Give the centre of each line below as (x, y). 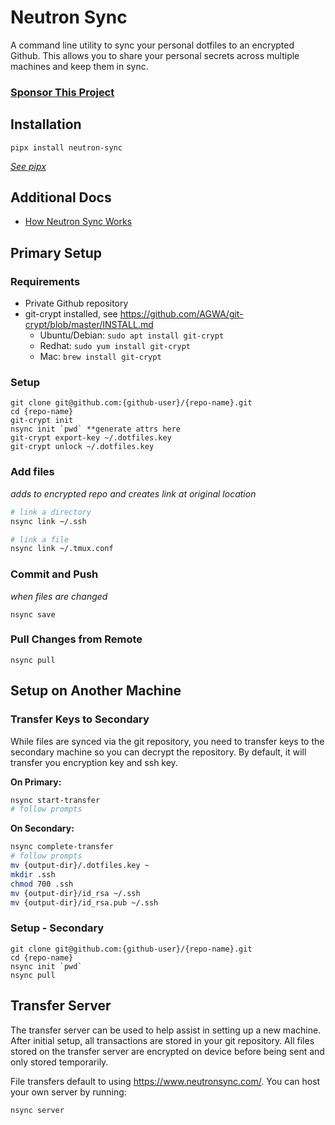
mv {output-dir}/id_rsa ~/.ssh (75, 893)
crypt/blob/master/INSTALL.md (89, 325)
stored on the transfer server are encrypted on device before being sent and (167, 1051)
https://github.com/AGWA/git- (181, 314)
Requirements (45, 281)
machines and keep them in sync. (79, 66)
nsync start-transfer (55, 800)
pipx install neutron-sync (66, 147)
